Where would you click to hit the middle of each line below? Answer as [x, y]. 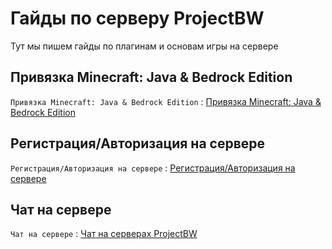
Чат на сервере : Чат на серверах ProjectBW [104, 234]
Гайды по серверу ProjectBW [137, 18]
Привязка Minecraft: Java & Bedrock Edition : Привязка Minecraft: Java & [166, 101]
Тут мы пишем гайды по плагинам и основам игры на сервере [144, 46]
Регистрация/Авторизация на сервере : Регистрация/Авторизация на [153, 168]
